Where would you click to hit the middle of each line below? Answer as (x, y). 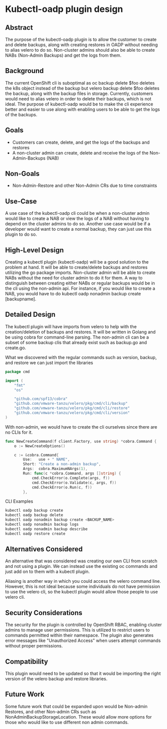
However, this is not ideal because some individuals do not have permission (83, 587)
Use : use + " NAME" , (46, 459)
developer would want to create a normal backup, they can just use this (78, 229)
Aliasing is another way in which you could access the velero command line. (83, 581)
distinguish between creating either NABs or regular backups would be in (80, 283)
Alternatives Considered (44, 549)
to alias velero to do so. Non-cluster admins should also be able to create (80, 50)
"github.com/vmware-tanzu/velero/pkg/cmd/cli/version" (72, 413)
